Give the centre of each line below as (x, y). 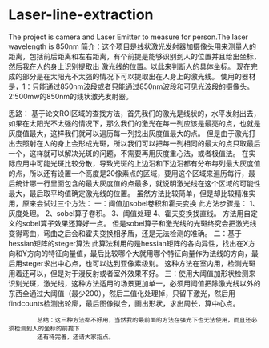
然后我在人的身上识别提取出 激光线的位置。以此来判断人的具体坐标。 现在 (129, 66)
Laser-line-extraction (81, 15)
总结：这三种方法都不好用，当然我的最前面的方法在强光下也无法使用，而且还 (145, 320)
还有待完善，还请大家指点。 (76, 337)
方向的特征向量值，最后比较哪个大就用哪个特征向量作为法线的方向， (139, 253)
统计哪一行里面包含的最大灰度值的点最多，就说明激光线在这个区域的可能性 (138, 183)
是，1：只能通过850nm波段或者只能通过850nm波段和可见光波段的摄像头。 (131, 86)
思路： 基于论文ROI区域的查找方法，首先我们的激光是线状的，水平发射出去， (134, 113)
